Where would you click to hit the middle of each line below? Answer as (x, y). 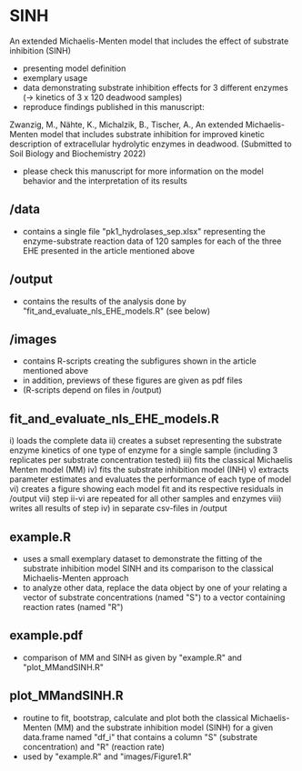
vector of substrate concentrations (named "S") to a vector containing (154, 597)
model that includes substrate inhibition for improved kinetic (152, 134)
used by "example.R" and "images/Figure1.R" (107, 756)
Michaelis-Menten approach (75, 578)
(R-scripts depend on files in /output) (92, 390)
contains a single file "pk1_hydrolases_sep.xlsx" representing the (144, 231)
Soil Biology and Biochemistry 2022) (78, 153)
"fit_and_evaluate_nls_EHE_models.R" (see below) (116, 311)
